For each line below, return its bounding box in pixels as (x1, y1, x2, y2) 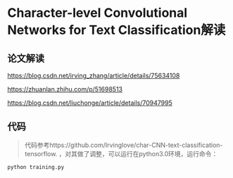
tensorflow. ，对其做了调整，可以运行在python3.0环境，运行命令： (24, 149, 218, 158)
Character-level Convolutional (7, 5, 188, 21)
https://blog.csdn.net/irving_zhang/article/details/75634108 (7, 72, 180, 80)
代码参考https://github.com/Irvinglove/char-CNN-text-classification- (24, 141, 223, 149)
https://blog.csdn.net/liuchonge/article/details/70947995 (7, 98, 172, 107)
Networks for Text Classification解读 (7, 23, 226, 38)
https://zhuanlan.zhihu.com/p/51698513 (7, 85, 123, 93)
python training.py (7, 163, 65, 170)
